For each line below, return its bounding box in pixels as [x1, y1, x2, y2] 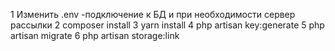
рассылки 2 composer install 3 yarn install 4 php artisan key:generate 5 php [10, 19, 325, 31]
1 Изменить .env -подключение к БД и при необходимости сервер [10, 9, 296, 20]
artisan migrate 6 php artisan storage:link [10, 30, 180, 41]
